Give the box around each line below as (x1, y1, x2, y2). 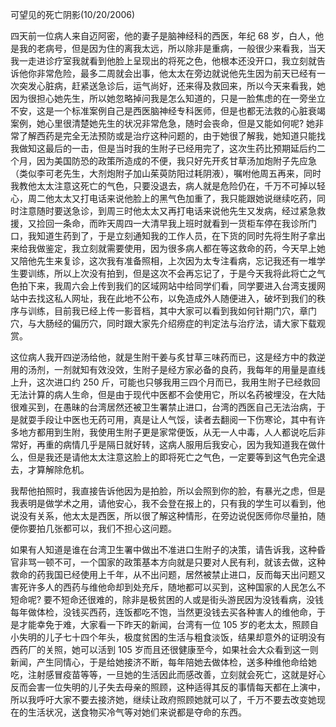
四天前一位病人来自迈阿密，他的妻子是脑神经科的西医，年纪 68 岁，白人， (10, 30, 316, 42)
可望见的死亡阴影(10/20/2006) (10, 9, 136, 20)
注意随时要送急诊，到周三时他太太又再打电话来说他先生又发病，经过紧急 (18, 205, 317, 217)
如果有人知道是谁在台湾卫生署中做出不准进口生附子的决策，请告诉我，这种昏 (10, 544, 326, 555)
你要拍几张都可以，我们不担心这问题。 (18, 523, 177, 534)
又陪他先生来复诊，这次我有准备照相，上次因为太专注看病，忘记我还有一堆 (10, 255, 317, 267)
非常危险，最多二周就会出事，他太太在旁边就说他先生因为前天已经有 (36, 68, 317, 79)
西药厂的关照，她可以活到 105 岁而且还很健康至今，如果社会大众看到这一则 (10, 644, 319, 655)
